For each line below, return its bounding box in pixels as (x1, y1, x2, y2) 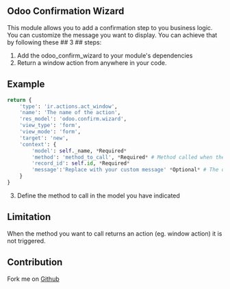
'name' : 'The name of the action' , (19, 109, 121, 116)
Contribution (7, 256, 63, 269)
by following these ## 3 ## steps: (7, 38, 102, 46)
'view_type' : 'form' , (19, 122, 81, 129)
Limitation (7, 211, 51, 223)
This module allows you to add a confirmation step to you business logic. (7, 23, 213, 31)
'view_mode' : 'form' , (19, 128, 81, 135)
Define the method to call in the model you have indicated (16, 191, 180, 199)
